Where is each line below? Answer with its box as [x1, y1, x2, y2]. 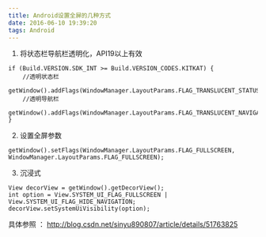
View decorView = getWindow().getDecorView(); [8, 184, 165, 192]
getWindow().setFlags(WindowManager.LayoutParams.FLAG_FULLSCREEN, [8, 147, 236, 155]
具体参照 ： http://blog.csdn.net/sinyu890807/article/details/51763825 [8, 220, 238, 229]
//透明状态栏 [22, 73, 59, 81]
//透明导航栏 [22, 96, 59, 103]
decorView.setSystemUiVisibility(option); [8, 205, 150, 213]
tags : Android [8, 26, 55, 34]
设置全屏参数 [19, 131, 62, 141]
